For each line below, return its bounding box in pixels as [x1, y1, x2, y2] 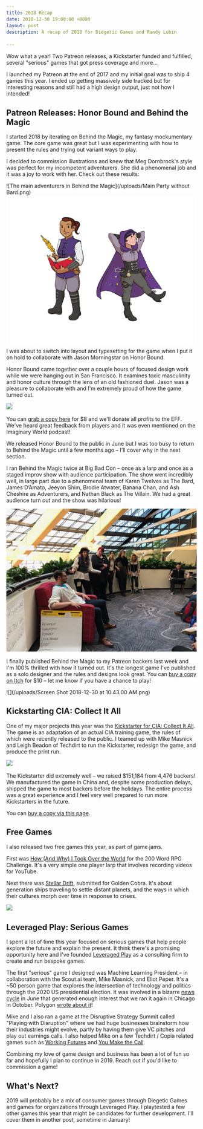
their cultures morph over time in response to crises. [6, 892, 137, 899]
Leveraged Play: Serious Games [6, 922, 129, 932]
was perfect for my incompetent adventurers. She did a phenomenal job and [6, 164, 196, 171]
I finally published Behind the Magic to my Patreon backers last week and [6, 657, 189, 665]
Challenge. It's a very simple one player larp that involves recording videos [6, 861, 192, 868]
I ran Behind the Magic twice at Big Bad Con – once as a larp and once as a [6, 464, 193, 472]
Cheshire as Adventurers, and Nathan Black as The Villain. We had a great [6, 490, 191, 497]
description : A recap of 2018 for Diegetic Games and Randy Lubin [6, 29, 177, 35]
